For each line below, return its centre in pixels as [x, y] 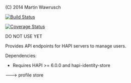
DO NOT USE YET [24, 36]
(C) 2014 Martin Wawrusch [33, 7]
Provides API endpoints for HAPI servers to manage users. [66, 46]
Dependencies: [21, 55]
